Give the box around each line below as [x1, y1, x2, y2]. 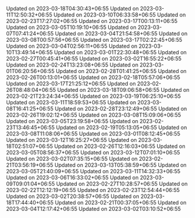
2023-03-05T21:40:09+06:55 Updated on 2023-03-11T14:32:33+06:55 [6, 168, 181, 174]
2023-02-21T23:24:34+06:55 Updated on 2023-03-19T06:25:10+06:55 [6, 93, 181, 100]
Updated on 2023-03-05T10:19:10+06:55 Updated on [6, 24, 137, 31]
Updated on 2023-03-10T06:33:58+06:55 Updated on [53, 11, 186, 18]
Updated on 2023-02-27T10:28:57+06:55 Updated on [56, 180, 188, 187]
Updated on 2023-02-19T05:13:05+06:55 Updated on [56, 124, 187, 131]
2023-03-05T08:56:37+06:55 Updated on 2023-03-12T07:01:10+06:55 [6, 149, 180, 156]
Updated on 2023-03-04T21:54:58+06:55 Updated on [55, 30, 188, 37]
